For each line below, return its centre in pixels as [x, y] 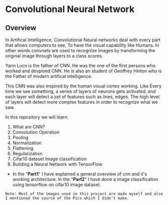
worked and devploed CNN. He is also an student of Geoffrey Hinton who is [83, 71]
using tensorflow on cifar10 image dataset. [57, 185]
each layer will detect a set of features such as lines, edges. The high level [82, 97]
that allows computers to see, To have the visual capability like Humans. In [82, 45]
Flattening [23, 148]
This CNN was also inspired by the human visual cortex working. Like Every [83, 86]
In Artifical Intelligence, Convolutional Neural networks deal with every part [83, 40]
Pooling [20, 137]
